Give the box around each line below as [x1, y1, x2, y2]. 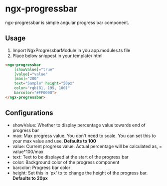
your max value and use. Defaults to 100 [12, 138, 96, 144]
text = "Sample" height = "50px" [14, 81, 75, 86]
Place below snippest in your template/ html [12, 52, 103, 58]
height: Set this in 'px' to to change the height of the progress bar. [12, 169, 148, 175]
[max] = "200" [14, 76, 39, 81]
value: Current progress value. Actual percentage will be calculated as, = [12, 143, 163, 149]
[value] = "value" [14, 71, 48, 76]
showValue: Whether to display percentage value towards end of [12, 122, 146, 128]
